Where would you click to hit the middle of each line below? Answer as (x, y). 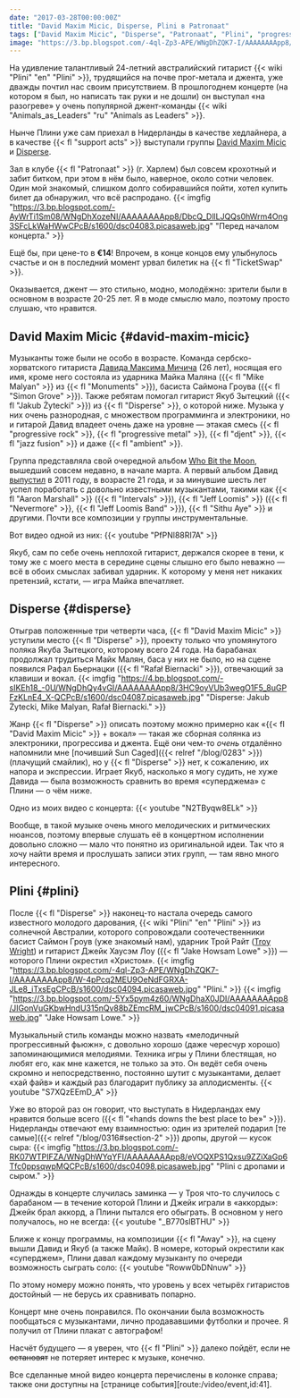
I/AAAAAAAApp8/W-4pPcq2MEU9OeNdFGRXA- (99, 979)
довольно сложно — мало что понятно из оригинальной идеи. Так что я (146, 844)
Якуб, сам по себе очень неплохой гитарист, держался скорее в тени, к (146, 553)
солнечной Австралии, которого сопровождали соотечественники (137, 932)
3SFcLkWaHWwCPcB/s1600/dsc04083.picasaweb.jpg (109, 226)
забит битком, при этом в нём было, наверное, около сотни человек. (142, 179)
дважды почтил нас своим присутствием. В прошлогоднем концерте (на (149, 87)
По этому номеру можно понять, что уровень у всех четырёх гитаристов (150, 1284)
